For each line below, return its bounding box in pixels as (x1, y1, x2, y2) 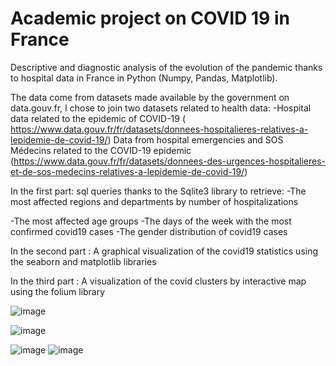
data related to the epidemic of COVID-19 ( (10, 112, 186, 124)
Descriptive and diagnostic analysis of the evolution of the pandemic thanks (10, 61, 323, 73)
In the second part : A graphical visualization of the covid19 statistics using (10, 245, 319, 257)
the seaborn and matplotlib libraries (10, 255, 157, 267)
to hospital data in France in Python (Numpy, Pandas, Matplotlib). (10, 72, 278, 84)
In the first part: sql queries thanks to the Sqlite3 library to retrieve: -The (10, 185, 307, 197)
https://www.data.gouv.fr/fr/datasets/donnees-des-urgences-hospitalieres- (13, 155, 327, 167)
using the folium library (10, 285, 106, 297)
